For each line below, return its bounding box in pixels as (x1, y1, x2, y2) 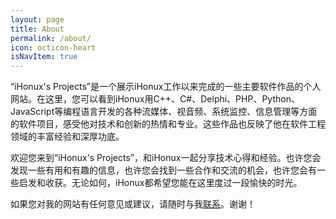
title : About (10, 24, 65, 34)
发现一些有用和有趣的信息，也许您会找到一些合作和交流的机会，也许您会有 (10, 164, 317, 176)
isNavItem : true (10, 52, 78, 62)
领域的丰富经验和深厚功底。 (10, 131, 125, 143)
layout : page (10, 14, 65, 25)
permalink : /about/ (10, 33, 92, 43)
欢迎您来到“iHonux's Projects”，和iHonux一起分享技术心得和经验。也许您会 (10, 152, 322, 164)
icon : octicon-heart (10, 42, 97, 53)
